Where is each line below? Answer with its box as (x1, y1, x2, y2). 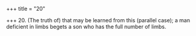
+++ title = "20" (6, 5, 46, 12)
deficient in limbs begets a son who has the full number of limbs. (6, 23, 167, 30)
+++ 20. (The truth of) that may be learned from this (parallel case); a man (6, 17, 191, 23)
